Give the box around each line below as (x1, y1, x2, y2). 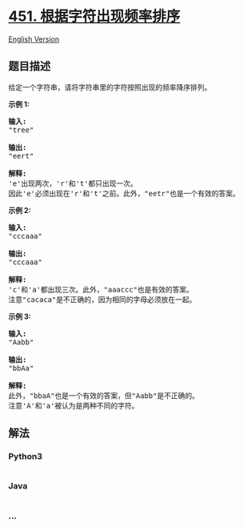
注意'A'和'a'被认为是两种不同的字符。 (8, 401, 139, 410)
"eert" (8, 151, 34, 160)
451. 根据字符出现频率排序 (8, 7, 181, 26)
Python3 (8, 451, 42, 462)
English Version (8, 34, 60, 44)
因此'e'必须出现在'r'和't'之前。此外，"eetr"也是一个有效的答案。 (8, 189, 240, 198)
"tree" (8, 125, 34, 135)
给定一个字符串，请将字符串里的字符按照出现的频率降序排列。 (8, 82, 212, 92)
